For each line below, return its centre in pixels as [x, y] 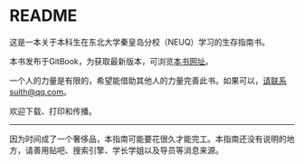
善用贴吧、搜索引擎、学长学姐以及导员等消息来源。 [128, 150]
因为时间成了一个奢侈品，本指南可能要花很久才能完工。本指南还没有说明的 [148, 139]
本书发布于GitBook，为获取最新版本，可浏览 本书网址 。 [112, 61]
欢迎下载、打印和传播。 [53, 111]
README [43, 16]
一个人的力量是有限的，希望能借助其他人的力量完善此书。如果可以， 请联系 [148, 80]
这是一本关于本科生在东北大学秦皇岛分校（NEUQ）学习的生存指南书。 [140, 42]
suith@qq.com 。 [41, 92]
